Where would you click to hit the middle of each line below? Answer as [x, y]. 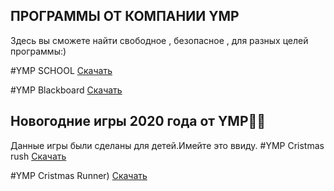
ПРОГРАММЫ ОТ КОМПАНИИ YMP [125, 16]
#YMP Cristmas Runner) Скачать [79, 175]
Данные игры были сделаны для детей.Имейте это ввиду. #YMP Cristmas [167, 145]
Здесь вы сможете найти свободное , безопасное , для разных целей [159, 40]
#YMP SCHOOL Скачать [61, 70]
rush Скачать [38, 156]
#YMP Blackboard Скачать [66, 90]
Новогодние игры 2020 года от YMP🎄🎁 [138, 121]
